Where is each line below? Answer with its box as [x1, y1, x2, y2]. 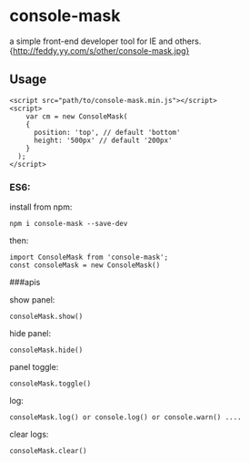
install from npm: [9, 201, 73, 212]
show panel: [9, 294, 55, 305]
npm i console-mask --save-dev [9, 220, 128, 229]
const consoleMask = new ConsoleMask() [9, 261, 161, 270]
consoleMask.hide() [9, 345, 84, 355]
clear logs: [9, 429, 49, 440]
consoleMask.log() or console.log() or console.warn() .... [9, 413, 243, 422]
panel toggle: [9, 362, 59, 373]
